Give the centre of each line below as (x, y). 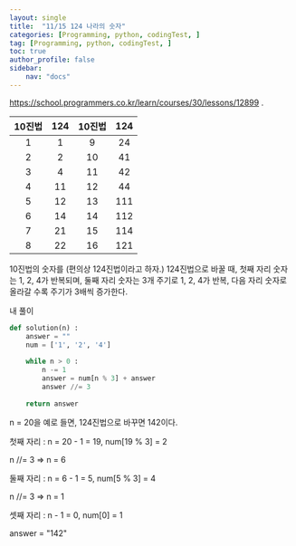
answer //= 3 (67, 387)
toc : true (28, 52)
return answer (52, 404)
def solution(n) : (44, 328)
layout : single (38, 18)
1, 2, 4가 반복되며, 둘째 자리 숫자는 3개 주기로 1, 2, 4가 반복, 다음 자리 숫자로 (153, 280)
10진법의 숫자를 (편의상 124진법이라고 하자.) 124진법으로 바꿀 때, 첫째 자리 (140, 269)
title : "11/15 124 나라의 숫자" (68, 26)
